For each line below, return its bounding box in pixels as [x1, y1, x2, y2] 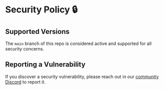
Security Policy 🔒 [5, 4, 78, 15]
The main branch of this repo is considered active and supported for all [5, 40, 152, 46]
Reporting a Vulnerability [5, 60, 86, 69]
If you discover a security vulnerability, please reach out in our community [5, 73, 159, 79]
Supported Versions [5, 27, 69, 35]
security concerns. [5, 46, 44, 51]
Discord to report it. [5, 78, 46, 85]
